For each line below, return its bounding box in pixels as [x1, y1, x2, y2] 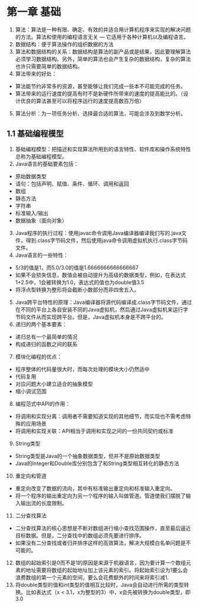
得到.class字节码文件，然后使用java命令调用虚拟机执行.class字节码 [25, 237, 188, 244]
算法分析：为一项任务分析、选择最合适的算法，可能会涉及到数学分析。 [15, 110, 186, 117]
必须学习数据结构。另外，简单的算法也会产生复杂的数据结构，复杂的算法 [15, 55, 191, 62]
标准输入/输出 [15, 210, 49, 217]
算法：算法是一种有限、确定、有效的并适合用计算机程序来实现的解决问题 [15, 26, 191, 33]
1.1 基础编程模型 [6, 129, 64, 139]
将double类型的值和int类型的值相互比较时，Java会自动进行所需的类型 [15, 581, 184, 588]
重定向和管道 [15, 472, 47, 479]
